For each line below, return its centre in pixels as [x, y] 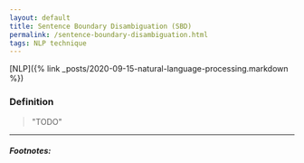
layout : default [40, 18]
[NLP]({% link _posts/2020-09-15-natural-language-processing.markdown [149, 69]
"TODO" [47, 121]
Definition [32, 102]
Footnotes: [30, 151]
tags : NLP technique [48, 43]
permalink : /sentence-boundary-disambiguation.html [109, 34]
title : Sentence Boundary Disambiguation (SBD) [101, 26]
